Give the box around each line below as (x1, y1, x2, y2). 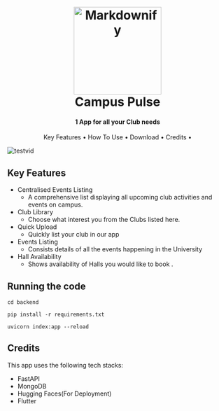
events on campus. (27, 200, 83, 209)
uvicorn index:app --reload (7, 323, 90, 330)
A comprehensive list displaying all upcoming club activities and (27, 193, 213, 202)
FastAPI (17, 374, 40, 383)
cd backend (7, 299, 39, 306)
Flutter (17, 396, 37, 405)
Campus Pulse (74, 94, 161, 110)
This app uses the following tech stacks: (7, 361, 124, 369)
